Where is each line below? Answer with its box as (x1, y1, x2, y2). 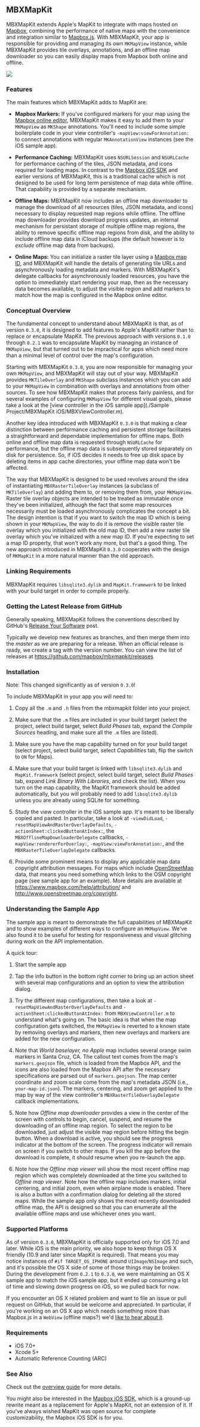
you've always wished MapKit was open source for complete (6, 1408, 156, 1415)
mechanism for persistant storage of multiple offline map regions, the (14, 223, 186, 230)
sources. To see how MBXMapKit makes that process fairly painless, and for (6, 389, 194, 396)
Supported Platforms (6, 1225, 69, 1233)
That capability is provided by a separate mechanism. (14, 186, 147, 193)
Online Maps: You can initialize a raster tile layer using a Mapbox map (14, 253, 187, 261)
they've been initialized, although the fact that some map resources (6, 501, 172, 509)
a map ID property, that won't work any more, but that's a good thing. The (6, 539, 188, 547)
